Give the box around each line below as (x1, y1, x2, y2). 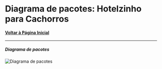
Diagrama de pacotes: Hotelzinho (5, 3, 142, 14)
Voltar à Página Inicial (5, 30, 50, 35)
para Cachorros (5, 13, 69, 24)
